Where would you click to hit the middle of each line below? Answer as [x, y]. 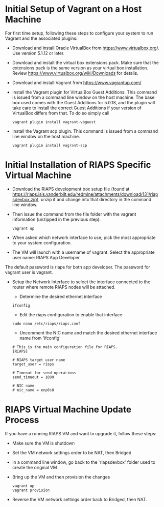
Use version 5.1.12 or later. [38, 53]
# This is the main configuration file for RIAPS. [65, 347]
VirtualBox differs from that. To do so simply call [61, 113]
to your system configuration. [42, 242]
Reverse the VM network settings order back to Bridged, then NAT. [80, 499]
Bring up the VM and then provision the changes [61, 477]
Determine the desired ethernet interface [61, 297]
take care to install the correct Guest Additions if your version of [77, 108]
